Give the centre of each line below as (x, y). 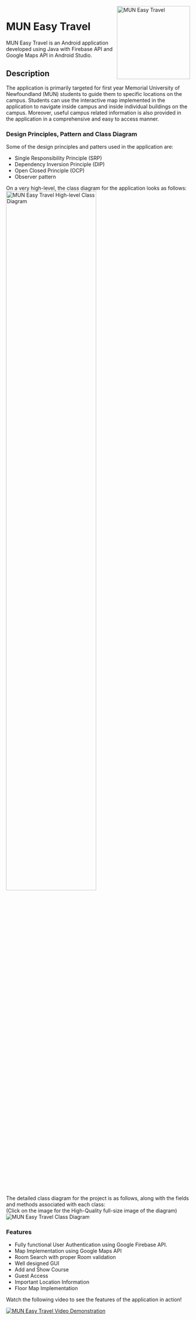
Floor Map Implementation (46, 1288)
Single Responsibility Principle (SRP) (58, 158)
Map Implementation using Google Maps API (68, 1251)
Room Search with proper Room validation (65, 1257)
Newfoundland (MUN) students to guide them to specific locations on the (94, 94)
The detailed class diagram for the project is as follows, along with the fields (98, 1198)
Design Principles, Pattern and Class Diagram (72, 134)
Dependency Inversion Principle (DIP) (60, 164)
